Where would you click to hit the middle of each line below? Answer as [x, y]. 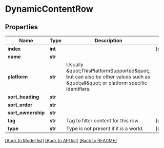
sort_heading [23, 97]
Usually [75, 65]
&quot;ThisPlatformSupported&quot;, [108, 71]
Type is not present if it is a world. [105, 129]
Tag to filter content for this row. [103, 120]
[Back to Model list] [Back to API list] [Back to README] [61, 140]
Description [108, 41]
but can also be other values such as [108, 77]
